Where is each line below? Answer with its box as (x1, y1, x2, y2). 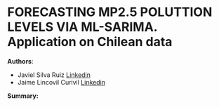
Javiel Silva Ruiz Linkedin (17, 71, 91, 79)
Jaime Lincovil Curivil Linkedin (17, 78, 105, 86)
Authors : (7, 57, 34, 65)
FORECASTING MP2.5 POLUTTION (7, 4, 213, 20)
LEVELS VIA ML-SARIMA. (7, 19, 158, 35)
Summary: (7, 92, 39, 100)
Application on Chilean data (7, 34, 173, 50)
